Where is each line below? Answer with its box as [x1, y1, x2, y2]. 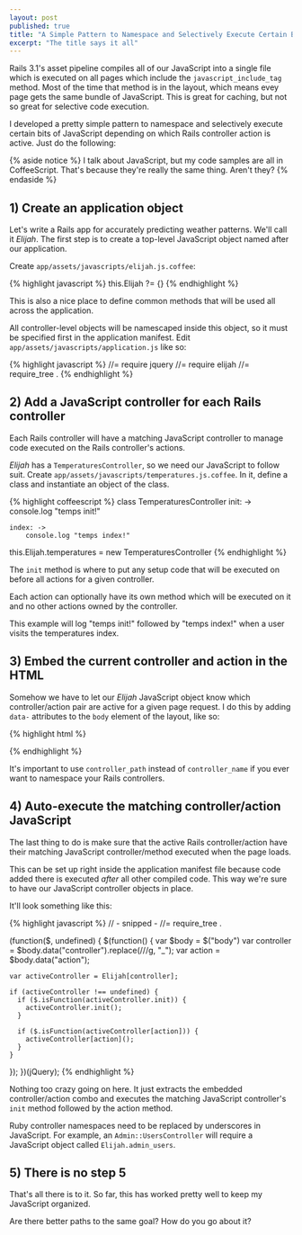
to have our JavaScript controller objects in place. [9, 882, 194, 893]
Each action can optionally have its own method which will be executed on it [9, 591, 291, 602]
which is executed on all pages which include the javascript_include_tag [9, 73, 282, 84]
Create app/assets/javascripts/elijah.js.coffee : [9, 261, 196, 272]
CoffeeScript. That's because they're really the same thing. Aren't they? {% [9, 165, 289, 175]
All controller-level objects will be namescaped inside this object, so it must [9, 323, 289, 334]
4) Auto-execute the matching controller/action [9, 799, 281, 814]
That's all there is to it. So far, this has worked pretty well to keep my [9, 1189, 263, 1200]
